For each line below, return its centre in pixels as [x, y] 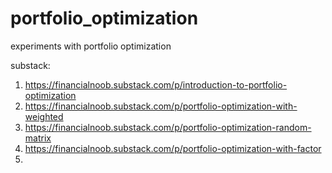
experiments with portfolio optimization [91, 46]
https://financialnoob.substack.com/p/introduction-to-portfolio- [156, 84]
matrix [38, 138]
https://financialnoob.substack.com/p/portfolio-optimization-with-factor [173, 148]
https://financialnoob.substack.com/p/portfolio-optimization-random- [168, 127]
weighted [44, 116]
